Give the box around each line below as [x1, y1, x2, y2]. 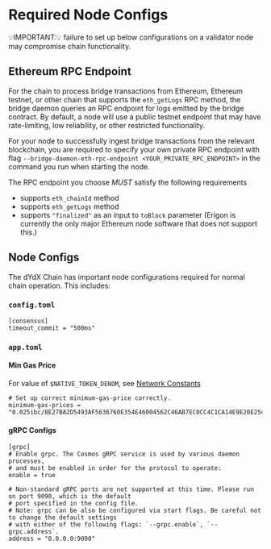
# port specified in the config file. [8, 500, 139, 508]
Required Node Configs [8, 6, 169, 24]
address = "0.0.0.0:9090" [8, 534, 95, 543]
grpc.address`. [8, 528, 60, 536]
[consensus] [8, 317, 48, 325]
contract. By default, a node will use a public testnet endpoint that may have [8, 111, 261, 122]
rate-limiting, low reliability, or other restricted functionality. [8, 120, 206, 130]
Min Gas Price [8, 360, 56, 370]
